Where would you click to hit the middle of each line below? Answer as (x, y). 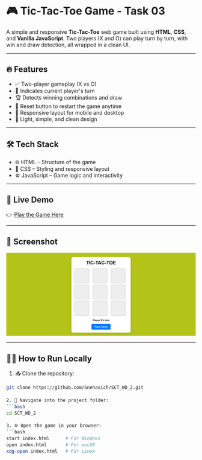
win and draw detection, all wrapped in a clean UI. (68, 45)
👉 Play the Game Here (35, 215)
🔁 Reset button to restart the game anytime (68, 106)
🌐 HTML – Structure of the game (55, 162)
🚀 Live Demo (30, 200)
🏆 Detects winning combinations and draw (68, 97)
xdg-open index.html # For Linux (51, 451)
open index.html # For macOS (51, 445)
